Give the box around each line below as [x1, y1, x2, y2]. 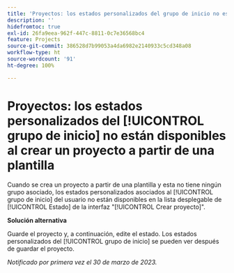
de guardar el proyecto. [7, 244, 75, 253]
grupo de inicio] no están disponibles [7, 127, 226, 143]
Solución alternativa [7, 216, 68, 224]
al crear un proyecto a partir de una [7, 142, 214, 158]
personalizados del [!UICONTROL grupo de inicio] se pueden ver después [7, 237, 219, 245]
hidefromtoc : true [7, 23, 61, 30]
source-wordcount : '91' [7, 56, 77, 63]
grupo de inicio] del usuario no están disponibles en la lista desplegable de [7, 195, 222, 203]
